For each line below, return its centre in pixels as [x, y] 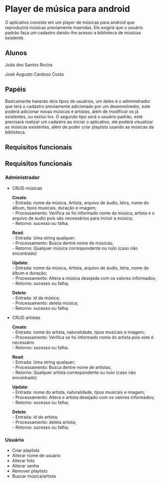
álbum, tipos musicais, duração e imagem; [54, 208]
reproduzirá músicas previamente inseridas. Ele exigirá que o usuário [74, 27]
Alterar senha [25, 466]
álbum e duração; [30, 273]
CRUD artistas [26, 317]
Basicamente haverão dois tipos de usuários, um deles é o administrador [78, 101]
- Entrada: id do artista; [35, 417]
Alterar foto [24, 460]
